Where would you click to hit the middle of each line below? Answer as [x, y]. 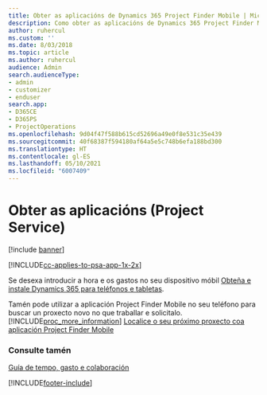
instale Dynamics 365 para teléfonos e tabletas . [86, 288]
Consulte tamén [40, 350]
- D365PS [23, 119]
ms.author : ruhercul [43, 61]
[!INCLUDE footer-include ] [50, 383]
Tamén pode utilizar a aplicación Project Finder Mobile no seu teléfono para [132, 304]
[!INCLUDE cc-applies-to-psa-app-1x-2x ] [75, 264]
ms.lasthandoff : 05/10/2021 [55, 164]
